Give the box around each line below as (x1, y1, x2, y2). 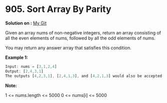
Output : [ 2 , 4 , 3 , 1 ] (5, 68, 43, 73)
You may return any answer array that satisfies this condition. (5, 44, 131, 50)
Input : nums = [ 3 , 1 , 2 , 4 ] (5, 64, 57, 69)
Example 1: (5, 54, 28, 60)
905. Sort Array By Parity (5, 3, 111, 15)
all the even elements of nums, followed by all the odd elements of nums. (5, 35, 156, 41)
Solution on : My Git (5, 20, 46, 26)
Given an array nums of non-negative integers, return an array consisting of (5, 29, 161, 35)
